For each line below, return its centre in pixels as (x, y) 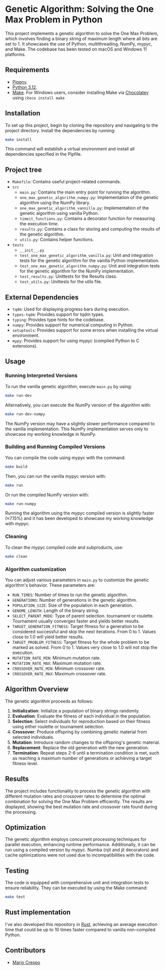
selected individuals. (33, 737)
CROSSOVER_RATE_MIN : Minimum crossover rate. (59, 668)
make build (16, 466)
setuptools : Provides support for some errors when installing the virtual (85, 330)
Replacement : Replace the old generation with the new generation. (81, 747)
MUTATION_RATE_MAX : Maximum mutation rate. (57, 663)
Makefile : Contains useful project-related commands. (66, 182)
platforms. (16, 54)
